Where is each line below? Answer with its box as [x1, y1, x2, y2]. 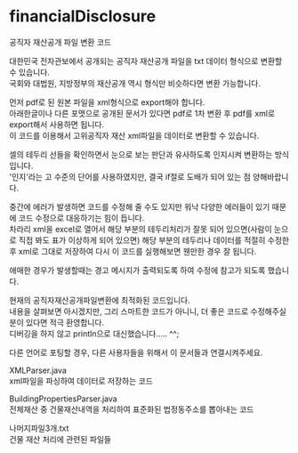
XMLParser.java [9, 365, 67, 376]
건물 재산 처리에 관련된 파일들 [9, 433, 112, 444]
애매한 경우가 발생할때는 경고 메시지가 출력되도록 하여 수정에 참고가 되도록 [9, 264, 266, 275]
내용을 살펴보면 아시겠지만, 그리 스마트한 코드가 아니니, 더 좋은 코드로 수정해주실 [9, 305, 287, 317]
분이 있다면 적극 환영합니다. [9, 317, 105, 328]
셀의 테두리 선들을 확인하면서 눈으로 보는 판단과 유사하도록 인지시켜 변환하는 [9, 149, 273, 159]
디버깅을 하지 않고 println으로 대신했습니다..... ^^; [9, 328, 180, 339]
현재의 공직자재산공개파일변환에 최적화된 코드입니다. [9, 295, 190, 305]
